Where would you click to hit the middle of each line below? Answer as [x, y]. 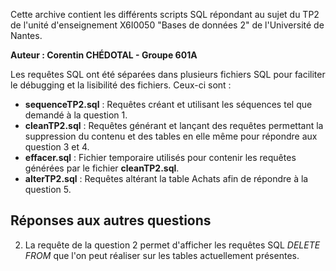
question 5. [48, 189]
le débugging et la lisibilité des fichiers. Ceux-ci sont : [121, 85]
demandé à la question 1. [76, 115]
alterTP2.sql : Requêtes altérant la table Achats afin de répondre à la [166, 178]
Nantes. [26, 35]
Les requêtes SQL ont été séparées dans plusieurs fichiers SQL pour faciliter [168, 74]
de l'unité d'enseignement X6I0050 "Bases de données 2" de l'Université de [167, 25]
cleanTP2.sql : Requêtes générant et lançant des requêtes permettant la [174, 125]
